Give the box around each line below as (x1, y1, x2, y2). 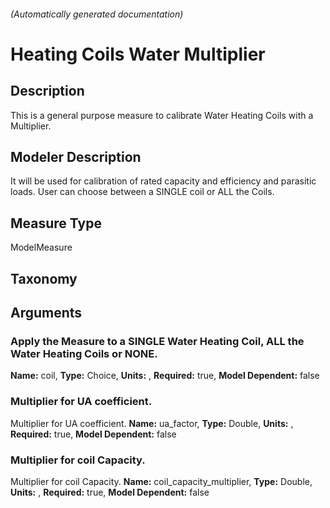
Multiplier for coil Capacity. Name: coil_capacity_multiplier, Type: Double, (10, 475, 313, 487)
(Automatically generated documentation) (10, 8, 184, 20)
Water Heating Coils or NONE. (10, 346, 158, 360)
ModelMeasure (10, 241, 73, 254)
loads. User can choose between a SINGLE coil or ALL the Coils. (10, 186, 275, 198)
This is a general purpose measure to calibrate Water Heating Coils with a (10, 109, 314, 121)
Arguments (10, 305, 83, 321)
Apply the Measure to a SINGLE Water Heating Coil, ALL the (10, 334, 305, 348)
